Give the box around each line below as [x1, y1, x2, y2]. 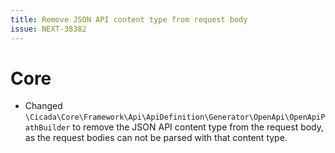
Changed [24, 100, 63, 112]
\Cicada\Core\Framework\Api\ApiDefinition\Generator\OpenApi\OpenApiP [24, 112, 326, 123]
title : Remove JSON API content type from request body [10, 14, 248, 25]
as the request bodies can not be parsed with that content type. [24, 132, 288, 144]
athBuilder [24, 123, 71, 133]
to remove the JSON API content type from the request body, [72, 121, 325, 133]
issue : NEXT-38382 [10, 24, 87, 34]
